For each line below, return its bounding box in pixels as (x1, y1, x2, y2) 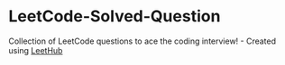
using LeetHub (8, 45, 63, 55)
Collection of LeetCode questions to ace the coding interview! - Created (8, 36, 277, 46)
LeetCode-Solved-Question (8, 6, 221, 27)
